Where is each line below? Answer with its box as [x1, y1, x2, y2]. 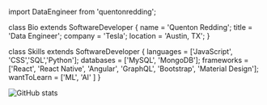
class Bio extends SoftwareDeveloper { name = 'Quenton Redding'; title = [8, 23, 253, 31]
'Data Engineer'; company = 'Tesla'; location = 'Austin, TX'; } [8, 31, 210, 40]
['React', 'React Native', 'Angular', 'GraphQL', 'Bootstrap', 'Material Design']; [8, 64, 259, 73]
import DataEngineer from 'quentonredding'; [8, 7, 156, 16]
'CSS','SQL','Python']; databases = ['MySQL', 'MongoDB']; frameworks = [8, 56, 249, 65]
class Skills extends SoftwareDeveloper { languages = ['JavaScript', [8, 47, 233, 56]
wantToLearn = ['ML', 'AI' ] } [8, 73, 101, 82]
